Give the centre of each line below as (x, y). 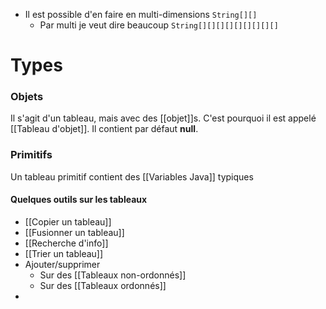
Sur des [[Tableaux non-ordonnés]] (113, 275)
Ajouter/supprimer (62, 264)
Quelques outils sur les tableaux (79, 200)
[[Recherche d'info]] (66, 243)
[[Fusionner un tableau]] (74, 232)
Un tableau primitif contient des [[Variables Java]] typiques (132, 176)
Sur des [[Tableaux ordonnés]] (103, 285)
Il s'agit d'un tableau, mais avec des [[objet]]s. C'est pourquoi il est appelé (163, 118)
